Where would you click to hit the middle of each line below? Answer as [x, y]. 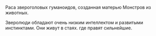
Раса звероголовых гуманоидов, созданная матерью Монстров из [78, 7]
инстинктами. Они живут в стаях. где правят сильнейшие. [69, 28]
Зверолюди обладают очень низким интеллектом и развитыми [74, 23]
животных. [17, 13]
